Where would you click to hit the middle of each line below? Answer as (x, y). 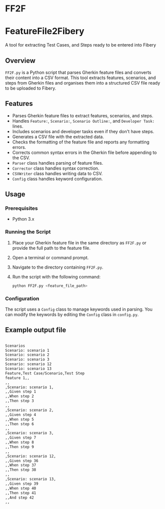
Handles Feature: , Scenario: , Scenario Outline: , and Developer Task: (83, 121)
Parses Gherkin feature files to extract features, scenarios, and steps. (83, 116)
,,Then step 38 (21, 470)
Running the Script (28, 232)
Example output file (36, 330)
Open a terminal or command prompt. (50, 257)
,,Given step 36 (22, 461)
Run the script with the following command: (56, 277)
